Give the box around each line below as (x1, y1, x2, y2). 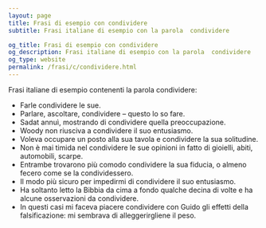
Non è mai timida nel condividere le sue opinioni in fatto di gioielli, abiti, (19, 143, 253, 152)
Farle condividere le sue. (19, 100, 101, 110)
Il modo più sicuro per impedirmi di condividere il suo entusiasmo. (19, 176, 237, 186)
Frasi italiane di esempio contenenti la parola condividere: (8, 85, 198, 94)
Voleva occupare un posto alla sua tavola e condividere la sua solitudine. (19, 134, 259, 143)
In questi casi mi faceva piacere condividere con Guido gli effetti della (19, 202, 249, 211)
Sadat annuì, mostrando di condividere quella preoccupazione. (19, 117, 226, 127)
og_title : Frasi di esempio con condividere (8, 41, 158, 49)
